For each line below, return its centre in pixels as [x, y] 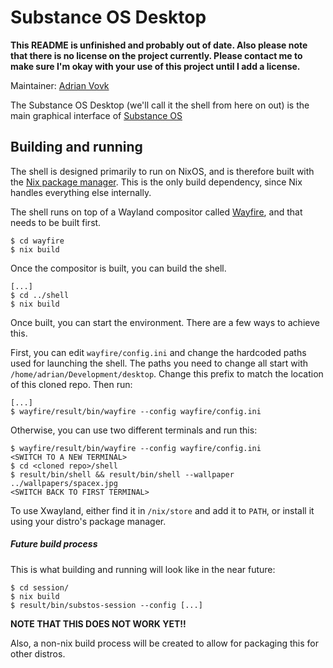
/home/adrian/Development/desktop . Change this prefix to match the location [167, 373]
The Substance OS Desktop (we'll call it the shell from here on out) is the [160, 105]
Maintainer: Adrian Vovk [60, 85]
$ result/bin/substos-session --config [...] [106, 605]
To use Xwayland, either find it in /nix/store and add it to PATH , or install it [162, 510]
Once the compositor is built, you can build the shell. [118, 268]
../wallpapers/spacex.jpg [64, 483]
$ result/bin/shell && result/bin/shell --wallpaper [122, 474]
